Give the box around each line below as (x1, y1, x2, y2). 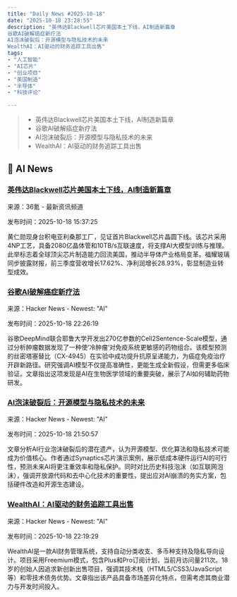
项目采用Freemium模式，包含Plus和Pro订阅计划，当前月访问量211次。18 (19, 555, 229, 564)
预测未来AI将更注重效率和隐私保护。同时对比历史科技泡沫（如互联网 (19, 462, 217, 471)
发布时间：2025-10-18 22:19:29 (7, 531, 99, 540)
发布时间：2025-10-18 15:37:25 (7, 217, 98, 226)
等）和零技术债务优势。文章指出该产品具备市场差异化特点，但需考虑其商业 (7, 573, 224, 581)
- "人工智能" (7, 56, 42, 63)
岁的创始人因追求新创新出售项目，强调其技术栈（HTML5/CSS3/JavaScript (7, 565, 222, 573)
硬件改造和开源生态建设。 (13, 480, 88, 488)
